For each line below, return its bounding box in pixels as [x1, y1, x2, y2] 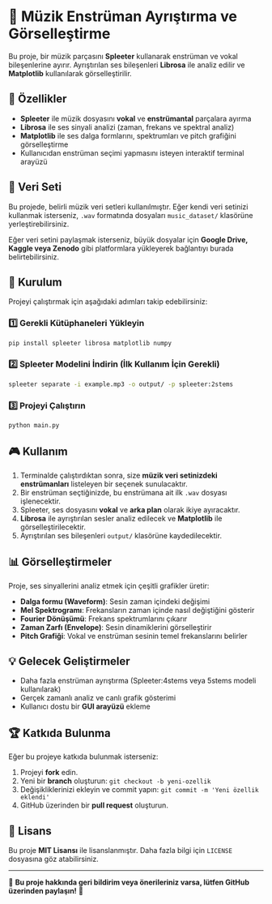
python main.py [8, 422, 60, 430]
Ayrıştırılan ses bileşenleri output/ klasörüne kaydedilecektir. [19, 530, 223, 540]
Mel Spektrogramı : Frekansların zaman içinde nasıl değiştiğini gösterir [19, 605, 255, 615]
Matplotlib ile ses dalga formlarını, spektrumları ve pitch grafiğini [19, 131, 236, 140]
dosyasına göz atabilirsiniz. [8, 854, 99, 863]
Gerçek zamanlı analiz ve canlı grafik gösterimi [19, 693, 176, 703]
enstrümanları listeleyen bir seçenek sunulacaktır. [19, 478, 188, 489]
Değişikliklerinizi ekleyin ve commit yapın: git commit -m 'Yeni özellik [19, 785, 259, 795]
